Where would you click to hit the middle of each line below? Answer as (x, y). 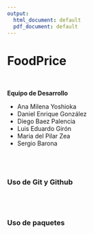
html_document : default (47, 20)
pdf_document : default (46, 26)
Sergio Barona (37, 143)
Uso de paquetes (36, 222)
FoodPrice (37, 61)
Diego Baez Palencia (46, 121)
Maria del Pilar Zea (44, 136)
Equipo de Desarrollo (38, 93)
